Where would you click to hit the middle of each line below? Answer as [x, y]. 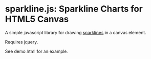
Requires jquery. [22, 42]
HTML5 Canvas [37, 19]
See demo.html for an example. [37, 51]
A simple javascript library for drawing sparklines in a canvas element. [76, 32]
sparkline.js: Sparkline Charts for [74, 9]
